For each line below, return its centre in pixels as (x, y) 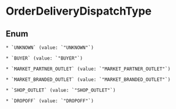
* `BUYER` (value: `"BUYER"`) (44, 58)
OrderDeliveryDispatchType (78, 11)
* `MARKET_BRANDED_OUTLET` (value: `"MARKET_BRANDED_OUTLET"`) (88, 80)
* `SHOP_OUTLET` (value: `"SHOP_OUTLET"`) (61, 90)
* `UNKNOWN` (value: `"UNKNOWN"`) (50, 47)
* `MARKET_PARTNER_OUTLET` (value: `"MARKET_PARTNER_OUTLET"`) (88, 69)
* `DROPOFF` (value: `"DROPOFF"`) (50, 101)
